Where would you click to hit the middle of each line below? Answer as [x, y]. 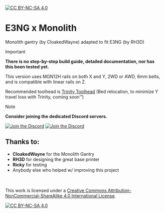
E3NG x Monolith [41, 28]
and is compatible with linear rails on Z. [46, 82]
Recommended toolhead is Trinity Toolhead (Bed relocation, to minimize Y [82, 91]
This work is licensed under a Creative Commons [56, 190]
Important [15, 51]
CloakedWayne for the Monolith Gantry [53, 154]
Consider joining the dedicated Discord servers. [56, 116]
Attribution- [120, 190]
